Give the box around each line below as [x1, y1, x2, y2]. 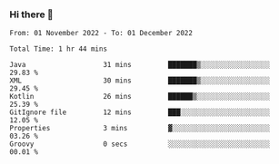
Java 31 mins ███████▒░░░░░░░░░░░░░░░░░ [9, 61, 271, 70]
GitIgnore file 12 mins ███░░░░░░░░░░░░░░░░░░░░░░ [9, 108, 271, 117]
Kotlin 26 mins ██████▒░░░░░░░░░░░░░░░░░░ [9, 92, 271, 101]
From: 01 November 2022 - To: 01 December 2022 [9, 29, 194, 38]
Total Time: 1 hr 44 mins [9, 44, 107, 53]
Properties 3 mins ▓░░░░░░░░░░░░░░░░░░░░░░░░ [9, 124, 271, 133]
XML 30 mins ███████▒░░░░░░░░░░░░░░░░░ [9, 76, 271, 85]
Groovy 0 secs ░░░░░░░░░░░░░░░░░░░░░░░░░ [9, 140, 271, 149]
